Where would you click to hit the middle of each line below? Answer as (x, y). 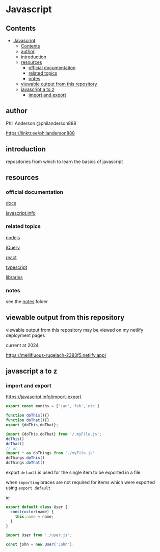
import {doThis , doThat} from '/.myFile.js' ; (54, 434)
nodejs (13, 237)
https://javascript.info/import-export (44, 397)
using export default (28, 488)
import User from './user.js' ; (39, 535)
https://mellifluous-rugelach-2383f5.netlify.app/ (56, 355)
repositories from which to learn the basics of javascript (64, 162)
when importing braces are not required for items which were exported (80, 482)
